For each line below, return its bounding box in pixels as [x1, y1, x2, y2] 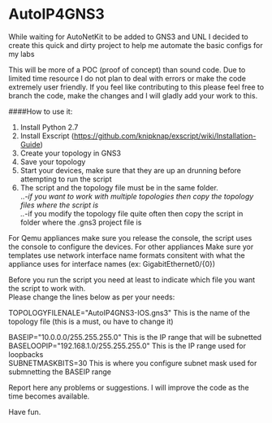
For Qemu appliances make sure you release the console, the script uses [8, 233, 253, 242]
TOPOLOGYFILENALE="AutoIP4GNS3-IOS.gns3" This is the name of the [8, 307, 250, 317]
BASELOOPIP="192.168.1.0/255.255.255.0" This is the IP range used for [8, 341, 246, 351]
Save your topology [19, 156, 86, 167]
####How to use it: [8, 107, 73, 116]
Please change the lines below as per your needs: [8, 292, 175, 302]
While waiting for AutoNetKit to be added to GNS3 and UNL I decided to [8, 32, 249, 41]
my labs [8, 49, 35, 59]
